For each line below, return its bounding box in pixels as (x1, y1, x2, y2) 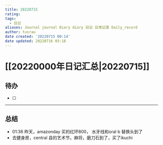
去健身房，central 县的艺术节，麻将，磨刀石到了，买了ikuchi (12, 134, 133, 141)
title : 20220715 (5, 7, 38, 12)
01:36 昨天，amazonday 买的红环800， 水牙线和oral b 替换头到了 (12, 129, 143, 134)
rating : (5, 12, 21, 16)
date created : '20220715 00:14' (5, 34, 70, 39)
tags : (5, 16, 16, 21)
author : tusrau (5, 30, 36, 34)
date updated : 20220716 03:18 (5, 39, 66, 44)
